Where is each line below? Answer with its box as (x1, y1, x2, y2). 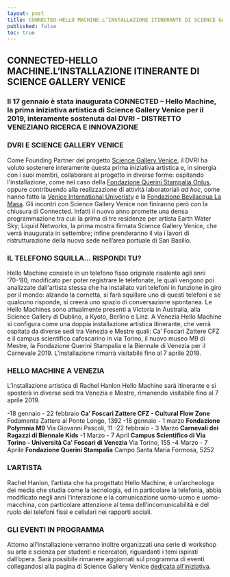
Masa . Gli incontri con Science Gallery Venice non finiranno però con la (7, 199, 208, 208)
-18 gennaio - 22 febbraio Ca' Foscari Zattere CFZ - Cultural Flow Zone (7, 409, 210, 418)
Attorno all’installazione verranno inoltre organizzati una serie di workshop (7, 541, 217, 549)
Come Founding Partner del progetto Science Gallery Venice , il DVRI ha (7, 156, 208, 164)
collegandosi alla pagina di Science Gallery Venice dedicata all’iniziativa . (7, 563, 212, 571)
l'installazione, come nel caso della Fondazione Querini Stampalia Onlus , (7, 177, 212, 186)
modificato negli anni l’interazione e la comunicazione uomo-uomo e (7, 493, 201, 501)
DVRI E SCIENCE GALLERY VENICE (7, 140, 124, 150)
